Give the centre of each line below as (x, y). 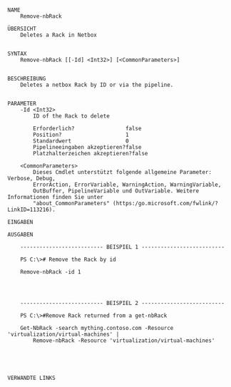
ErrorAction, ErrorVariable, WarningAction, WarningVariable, (127, 185)
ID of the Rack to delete (72, 116)
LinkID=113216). (31, 210)
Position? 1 (81, 135)
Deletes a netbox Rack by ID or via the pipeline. (97, 85)
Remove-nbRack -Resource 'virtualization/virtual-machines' (124, 341)
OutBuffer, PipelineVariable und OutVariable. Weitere (116, 191)
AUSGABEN (20, 234)
